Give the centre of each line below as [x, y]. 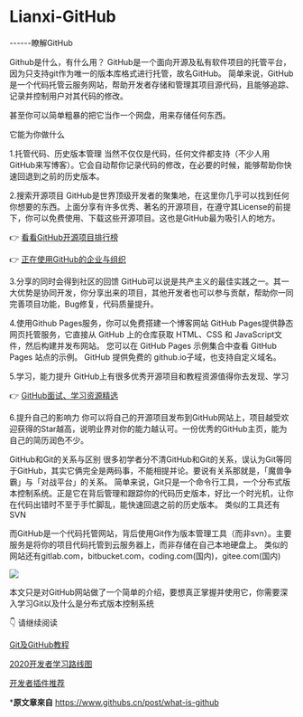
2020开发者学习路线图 [51, 664]
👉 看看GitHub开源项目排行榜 [64, 237]
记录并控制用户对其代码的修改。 [69, 96]
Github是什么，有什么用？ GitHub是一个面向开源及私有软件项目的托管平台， [150, 61]
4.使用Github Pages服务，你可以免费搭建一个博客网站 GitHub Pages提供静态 [151, 323]
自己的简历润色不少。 [49, 439]
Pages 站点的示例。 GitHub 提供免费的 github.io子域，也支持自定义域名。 [145, 357]
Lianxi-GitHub [63, 17]
